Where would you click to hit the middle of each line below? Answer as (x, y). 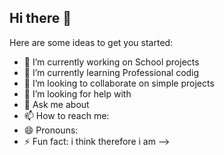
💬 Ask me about (56, 104)
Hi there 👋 (40, 18)
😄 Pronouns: (51, 130)
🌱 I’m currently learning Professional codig (111, 72)
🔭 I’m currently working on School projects (111, 62)
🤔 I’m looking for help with (77, 93)
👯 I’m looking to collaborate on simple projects (119, 83)
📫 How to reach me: (66, 115)
